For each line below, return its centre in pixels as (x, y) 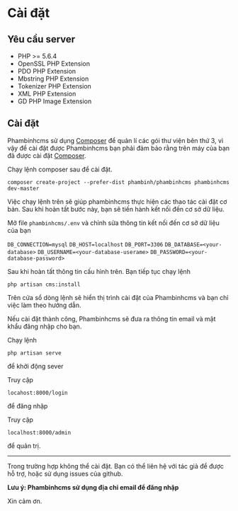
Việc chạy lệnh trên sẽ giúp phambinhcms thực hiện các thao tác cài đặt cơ (117, 201)
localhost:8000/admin (39, 432)
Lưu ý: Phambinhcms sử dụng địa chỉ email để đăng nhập (93, 487)
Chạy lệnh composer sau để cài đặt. (60, 169)
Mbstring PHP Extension (53, 79)
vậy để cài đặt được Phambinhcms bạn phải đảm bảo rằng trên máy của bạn (119, 148)
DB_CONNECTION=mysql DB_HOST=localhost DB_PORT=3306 (85, 245)
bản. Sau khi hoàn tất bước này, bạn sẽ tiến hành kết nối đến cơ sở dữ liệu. (116, 209)
